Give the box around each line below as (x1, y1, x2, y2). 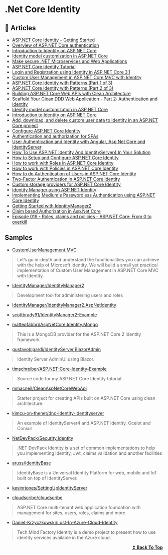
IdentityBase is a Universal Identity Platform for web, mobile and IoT (17, 469, 157, 475)
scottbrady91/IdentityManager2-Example (12, 311, 97, 318)
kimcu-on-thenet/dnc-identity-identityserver (12, 410, 104, 416)
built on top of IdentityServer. (17, 475, 78, 481)
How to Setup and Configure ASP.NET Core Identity (12, 155, 119, 161)
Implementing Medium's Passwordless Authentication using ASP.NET (12, 192, 156, 198)
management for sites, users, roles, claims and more (17, 510, 126, 516)
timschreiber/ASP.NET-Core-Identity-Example (12, 366, 107, 372)
